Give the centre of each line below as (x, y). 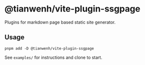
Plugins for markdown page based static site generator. (60, 22)
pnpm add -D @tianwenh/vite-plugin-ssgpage (49, 48)
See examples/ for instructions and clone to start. (54, 57)
